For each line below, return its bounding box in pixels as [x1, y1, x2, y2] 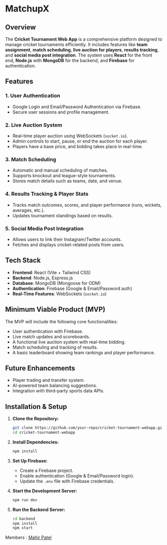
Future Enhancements [5, 364, 76, 372]
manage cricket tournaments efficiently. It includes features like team [5, 42, 148, 48]
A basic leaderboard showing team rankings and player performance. [12, 349, 156, 355]
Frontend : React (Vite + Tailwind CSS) [12, 269, 91, 275]
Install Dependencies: [12, 439, 59, 445]
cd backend [12, 516, 35, 521]
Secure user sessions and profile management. [12, 109, 110, 115]
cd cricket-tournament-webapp [12, 430, 76, 435]
